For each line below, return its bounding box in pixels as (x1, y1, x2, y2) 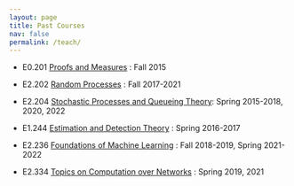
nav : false (9, 29, 50, 38)
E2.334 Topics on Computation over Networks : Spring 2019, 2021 (21, 167, 265, 177)
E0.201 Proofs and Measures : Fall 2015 (21, 62, 167, 73)
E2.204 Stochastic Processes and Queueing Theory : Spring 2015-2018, (21, 97, 283, 107)
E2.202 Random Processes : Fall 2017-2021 (21, 79, 181, 89)
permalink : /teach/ (9, 37, 82, 47)
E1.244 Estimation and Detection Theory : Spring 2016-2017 (21, 123, 241, 134)
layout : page (9, 12, 58, 22)
